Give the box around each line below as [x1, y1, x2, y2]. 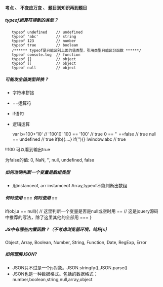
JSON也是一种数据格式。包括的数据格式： [12, 271, 98, 277]
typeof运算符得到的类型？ [5, 17, 58, 23]
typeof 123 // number [11, 38, 77, 43]
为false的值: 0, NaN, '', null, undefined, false [5, 157, 95, 163]
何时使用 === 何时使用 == [5, 195, 58, 201]
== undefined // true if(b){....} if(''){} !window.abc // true [12, 136, 126, 142]
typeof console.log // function [11, 52, 81, 57]
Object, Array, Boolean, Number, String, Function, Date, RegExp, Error [5, 239, 147, 245]
